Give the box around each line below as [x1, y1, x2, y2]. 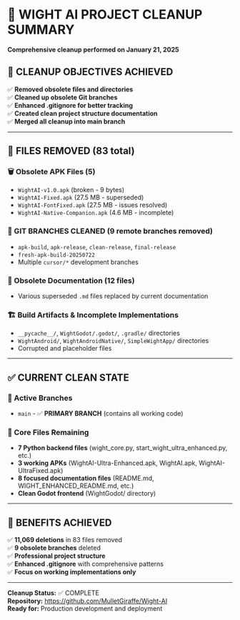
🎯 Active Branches [7, 393, 73, 403]
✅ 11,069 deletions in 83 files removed [7, 536, 123, 544]
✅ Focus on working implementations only [7, 568, 136, 576]
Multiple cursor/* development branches [17, 257, 139, 266]
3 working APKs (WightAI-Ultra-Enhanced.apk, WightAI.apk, [17, 459, 198, 467]
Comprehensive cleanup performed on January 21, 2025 [7, 45, 180, 54]
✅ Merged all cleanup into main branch [7, 117, 126, 126]
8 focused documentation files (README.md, [17, 474, 155, 483]
